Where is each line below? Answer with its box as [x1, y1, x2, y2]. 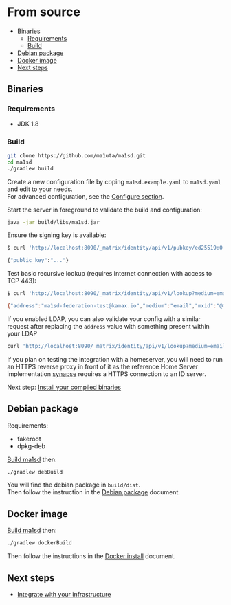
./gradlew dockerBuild [7, 540, 72, 547]
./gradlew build [7, 165, 54, 172]
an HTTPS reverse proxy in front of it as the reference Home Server [7, 362, 199, 371]
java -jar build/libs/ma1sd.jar [7, 219, 100, 225]
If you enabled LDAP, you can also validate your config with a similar [7, 314, 201, 323]
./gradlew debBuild [7, 468, 63, 475]
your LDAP [7, 329, 38, 338]
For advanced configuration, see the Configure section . [7, 192, 164, 200]
